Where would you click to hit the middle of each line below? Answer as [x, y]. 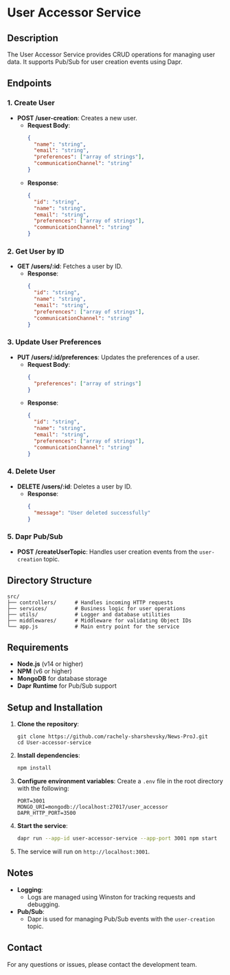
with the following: [43, 789]
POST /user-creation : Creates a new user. [77, 117]
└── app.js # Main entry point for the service [93, 627]
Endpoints [30, 83]
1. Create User [31, 103]
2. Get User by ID [36, 251]
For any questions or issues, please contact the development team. [102, 964]
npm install [34, 768]
